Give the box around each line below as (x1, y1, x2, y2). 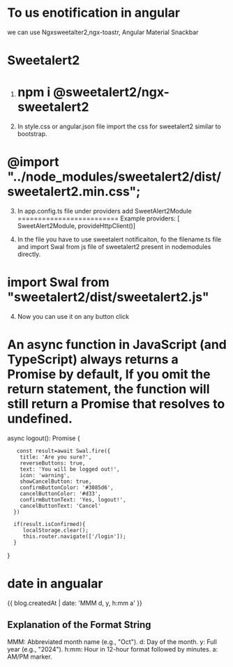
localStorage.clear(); (22, 527, 89, 534)
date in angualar (7, 576, 103, 592)
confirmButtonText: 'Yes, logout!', (20, 496, 127, 503)
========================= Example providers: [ (17, 214, 180, 223)
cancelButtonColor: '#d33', (20, 490, 101, 497)
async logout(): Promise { (7, 434, 80, 442)
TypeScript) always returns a (7, 352, 179, 368)
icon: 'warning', (20, 472, 70, 479)
